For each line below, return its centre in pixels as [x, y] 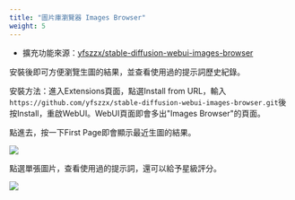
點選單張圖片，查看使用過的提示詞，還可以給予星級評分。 [115, 168]
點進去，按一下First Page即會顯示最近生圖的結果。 [103, 132]
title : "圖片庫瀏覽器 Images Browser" [78, 17]
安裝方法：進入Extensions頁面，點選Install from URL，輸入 [118, 91]
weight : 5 [28, 26]
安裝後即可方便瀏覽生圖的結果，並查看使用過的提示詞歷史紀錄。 [127, 72]
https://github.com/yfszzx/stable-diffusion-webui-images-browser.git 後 [148, 102]
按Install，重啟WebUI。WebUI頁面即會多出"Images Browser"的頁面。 [138, 113]
